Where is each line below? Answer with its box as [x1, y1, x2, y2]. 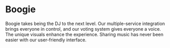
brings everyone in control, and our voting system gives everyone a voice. [5, 26, 161, 32]
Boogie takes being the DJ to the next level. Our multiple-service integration [5, 20, 165, 27]
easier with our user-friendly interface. [5, 37, 87, 43]
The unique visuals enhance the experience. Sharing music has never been [5, 31, 164, 37]
